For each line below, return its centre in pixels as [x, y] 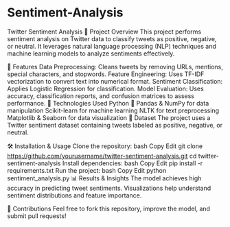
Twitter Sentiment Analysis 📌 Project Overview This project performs [104, 32]
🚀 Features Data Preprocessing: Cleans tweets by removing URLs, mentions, [115, 67]
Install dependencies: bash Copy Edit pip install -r [133, 163]
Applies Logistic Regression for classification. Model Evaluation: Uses [105, 88]
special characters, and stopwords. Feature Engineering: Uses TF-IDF [106, 74]
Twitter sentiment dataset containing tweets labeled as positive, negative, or [115, 125]
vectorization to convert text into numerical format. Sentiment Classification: [115, 81]
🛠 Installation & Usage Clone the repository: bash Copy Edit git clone [105, 146]
